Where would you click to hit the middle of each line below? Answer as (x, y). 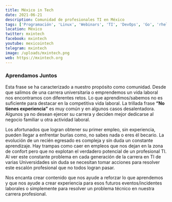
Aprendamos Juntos (31, 76)
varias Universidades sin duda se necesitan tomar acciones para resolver (83, 162)
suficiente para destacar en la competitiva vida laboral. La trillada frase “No (85, 103)
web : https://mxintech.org (34, 58)
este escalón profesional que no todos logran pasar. (60, 168)
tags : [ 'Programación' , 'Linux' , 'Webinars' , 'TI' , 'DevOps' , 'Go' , (80, 24)
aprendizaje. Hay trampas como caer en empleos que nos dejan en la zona (84, 146)
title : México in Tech (29, 10)
